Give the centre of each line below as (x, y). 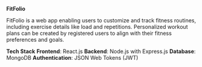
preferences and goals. (35, 40)
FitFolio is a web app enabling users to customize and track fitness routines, (101, 20)
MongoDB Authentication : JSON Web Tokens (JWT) (72, 58)
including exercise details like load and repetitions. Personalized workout (97, 27)
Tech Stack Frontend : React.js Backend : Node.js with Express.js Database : (101, 51)
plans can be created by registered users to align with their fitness (89, 33)
